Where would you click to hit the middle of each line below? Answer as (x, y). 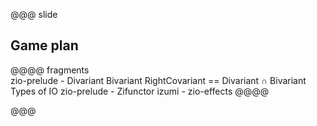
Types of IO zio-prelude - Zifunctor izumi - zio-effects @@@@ (140, 91)
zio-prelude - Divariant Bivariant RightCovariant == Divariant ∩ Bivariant (158, 80)
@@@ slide (34, 14)
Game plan (44, 45)
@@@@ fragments (50, 70)
